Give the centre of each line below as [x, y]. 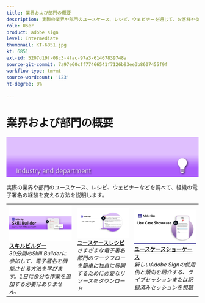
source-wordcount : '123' [38, 77]
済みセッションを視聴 [166, 287]
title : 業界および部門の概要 [39, 13]
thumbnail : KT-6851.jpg [37, 45]
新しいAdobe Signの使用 [165, 264]
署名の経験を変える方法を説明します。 [59, 195]
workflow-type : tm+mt [34, 71]
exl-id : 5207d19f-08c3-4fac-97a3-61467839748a [67, 58]
